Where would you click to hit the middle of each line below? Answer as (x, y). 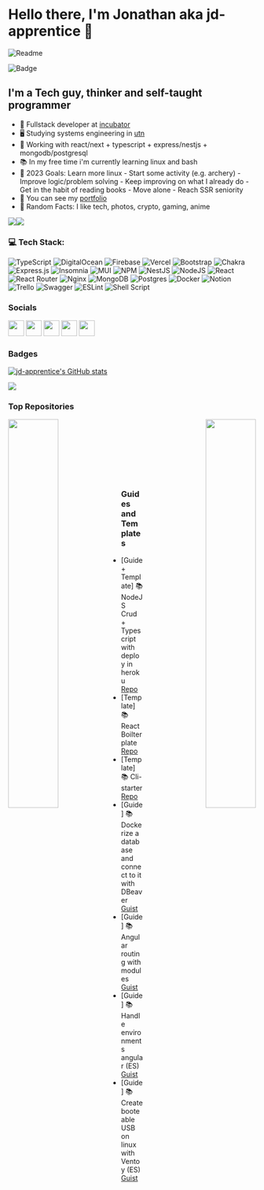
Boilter (132, 734)
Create (132, 1103)
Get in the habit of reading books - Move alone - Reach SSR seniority (131, 190)
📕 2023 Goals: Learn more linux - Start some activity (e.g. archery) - (130, 173)
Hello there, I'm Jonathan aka (106, 15)
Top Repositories (41, 406)
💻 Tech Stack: (37, 242)
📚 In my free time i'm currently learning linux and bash (108, 161)
